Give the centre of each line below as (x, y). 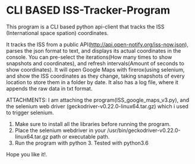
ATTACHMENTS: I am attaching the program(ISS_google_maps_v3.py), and (98, 100)
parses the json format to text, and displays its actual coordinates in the (94, 50)
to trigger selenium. (30, 112)
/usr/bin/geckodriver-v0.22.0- (144, 130)
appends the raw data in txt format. (49, 88)
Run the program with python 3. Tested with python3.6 (81, 143)
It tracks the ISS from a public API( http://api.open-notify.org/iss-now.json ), (97, 44)
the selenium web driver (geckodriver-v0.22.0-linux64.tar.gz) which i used (97, 106)
